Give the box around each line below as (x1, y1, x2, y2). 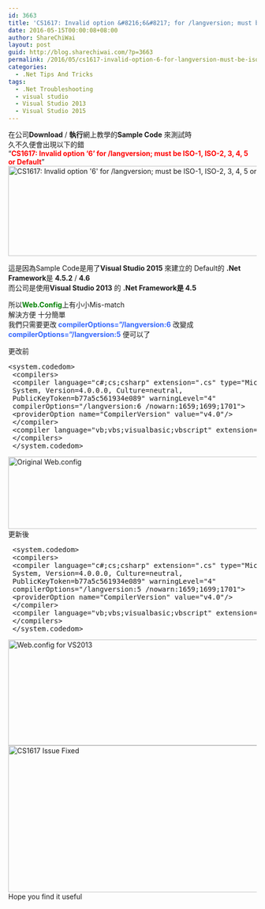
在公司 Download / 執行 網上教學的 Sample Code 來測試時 (8, 130, 192, 139)
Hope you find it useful (8, 892, 83, 901)
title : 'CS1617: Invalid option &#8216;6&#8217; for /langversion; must (8, 19, 252, 27)
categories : (8, 63, 47, 71)
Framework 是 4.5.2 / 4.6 (8, 274, 91, 282)
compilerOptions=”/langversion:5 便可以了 (8, 330, 151, 339)
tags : (8, 78, 26, 85)
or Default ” (8, 157, 45, 166)
